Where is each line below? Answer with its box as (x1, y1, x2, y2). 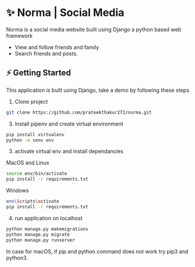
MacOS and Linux (6, 159, 50, 166)
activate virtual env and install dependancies (14, 148, 123, 155)
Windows (6, 187, 30, 194)
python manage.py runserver (6, 237, 76, 243)
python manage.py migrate (6, 231, 70, 237)
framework (6, 32, 33, 39)
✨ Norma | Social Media (6, 6, 125, 20)
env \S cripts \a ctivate (6, 198, 60, 204)
